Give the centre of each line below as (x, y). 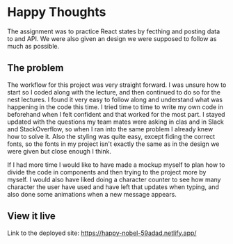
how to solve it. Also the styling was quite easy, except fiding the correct (111, 136)
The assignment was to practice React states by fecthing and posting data (114, 31)
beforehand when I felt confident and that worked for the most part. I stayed (116, 114)
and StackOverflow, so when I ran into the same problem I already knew (110, 129)
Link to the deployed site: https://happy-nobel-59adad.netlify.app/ (102, 233)
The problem (35, 68)
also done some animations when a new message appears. (92, 194)
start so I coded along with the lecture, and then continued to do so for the (114, 92)
